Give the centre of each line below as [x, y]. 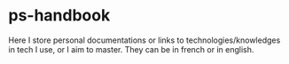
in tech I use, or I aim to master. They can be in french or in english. [131, 49]
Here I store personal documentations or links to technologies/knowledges [144, 40]
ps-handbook [59, 16]
